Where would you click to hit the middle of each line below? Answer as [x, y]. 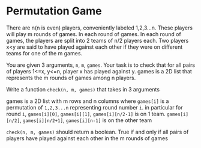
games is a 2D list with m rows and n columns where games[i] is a [88, 101]
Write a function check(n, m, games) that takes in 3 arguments [83, 89]
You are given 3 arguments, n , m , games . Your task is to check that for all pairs [101, 65]
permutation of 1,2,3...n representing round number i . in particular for [94, 107]
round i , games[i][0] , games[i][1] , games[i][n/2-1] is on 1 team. [86, 114]
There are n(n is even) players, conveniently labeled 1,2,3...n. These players [100, 28]
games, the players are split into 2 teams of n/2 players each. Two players [97, 40]
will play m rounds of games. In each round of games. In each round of [94, 34]
